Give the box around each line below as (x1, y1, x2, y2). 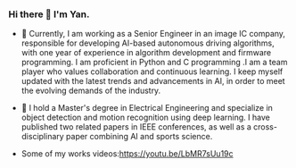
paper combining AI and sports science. (65, 131, 213, 142)
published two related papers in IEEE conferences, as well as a (21, 122, 251, 132)
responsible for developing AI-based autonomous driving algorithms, (21, 38, 275, 48)
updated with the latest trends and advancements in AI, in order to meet (21, 76, 286, 87)
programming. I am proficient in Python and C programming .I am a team (21, 57, 288, 68)
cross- (252, 122, 278, 132)
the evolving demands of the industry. (21, 85, 161, 97)
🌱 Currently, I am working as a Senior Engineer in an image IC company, (21, 29, 286, 39)
